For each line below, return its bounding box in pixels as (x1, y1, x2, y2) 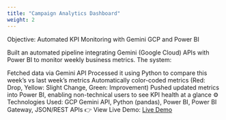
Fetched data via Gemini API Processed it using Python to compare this (7, 69, 208, 77)
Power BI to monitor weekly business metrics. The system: (7, 55, 172, 63)
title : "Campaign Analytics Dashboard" (7, 10, 121, 17)
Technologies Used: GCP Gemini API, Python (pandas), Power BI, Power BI (7, 97, 217, 106)
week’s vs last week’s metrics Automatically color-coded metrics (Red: (7, 76, 206, 84)
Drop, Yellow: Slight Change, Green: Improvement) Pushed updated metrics (7, 83, 220, 91)
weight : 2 (7, 16, 36, 23)
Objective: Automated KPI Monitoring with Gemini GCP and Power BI (7, 35, 199, 43)
